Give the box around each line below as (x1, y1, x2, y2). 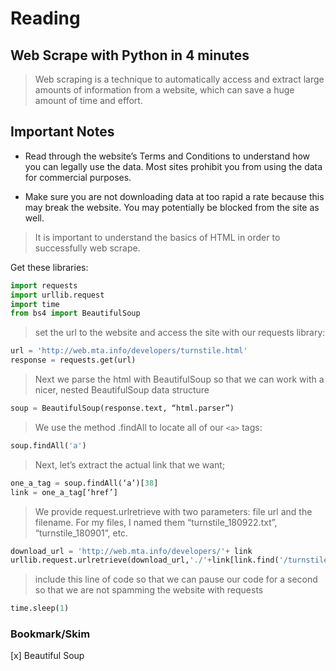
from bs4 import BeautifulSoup (10, 308, 141, 319)
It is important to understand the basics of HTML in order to (34, 231, 281, 243)
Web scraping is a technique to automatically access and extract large (34, 73, 325, 85)
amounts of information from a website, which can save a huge (34, 84, 295, 96)
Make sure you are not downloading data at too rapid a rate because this (24, 190, 325, 202)
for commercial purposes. (24, 171, 132, 183)
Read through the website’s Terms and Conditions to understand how (24, 150, 311, 162)
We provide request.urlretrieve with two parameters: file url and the (34, 505, 313, 517)
